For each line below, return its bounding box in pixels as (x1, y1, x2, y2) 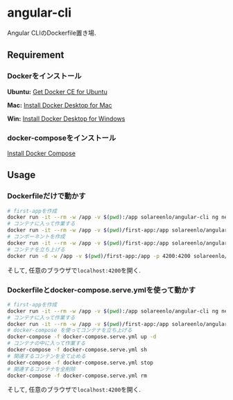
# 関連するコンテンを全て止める (7, 352, 86, 360)
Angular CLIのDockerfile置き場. (7, 28, 96, 37)
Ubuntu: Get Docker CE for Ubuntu (7, 87, 107, 96)
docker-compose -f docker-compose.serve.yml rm (7, 372, 148, 379)
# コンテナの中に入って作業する (7, 340, 86, 347)
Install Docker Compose (7, 149, 76, 157)
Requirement (7, 49, 64, 61)
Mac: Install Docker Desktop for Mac (7, 101, 112, 109)
